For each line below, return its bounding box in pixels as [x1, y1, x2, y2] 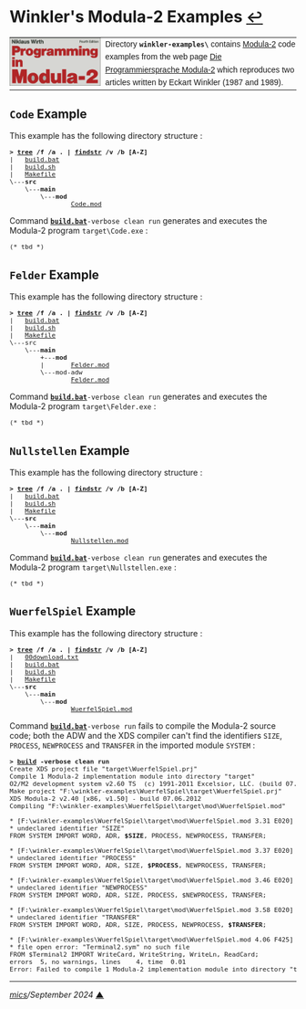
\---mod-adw [39, 368, 83, 377]
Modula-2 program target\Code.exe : [9, 226, 148, 236]
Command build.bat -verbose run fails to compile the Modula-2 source [9, 720, 276, 731]
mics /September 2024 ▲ [9, 989, 105, 1000]
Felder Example [9, 267, 100, 282]
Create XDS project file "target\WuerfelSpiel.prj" [9, 764, 199, 773]
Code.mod [70, 200, 102, 209]
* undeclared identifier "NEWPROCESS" [9, 883, 148, 892]
